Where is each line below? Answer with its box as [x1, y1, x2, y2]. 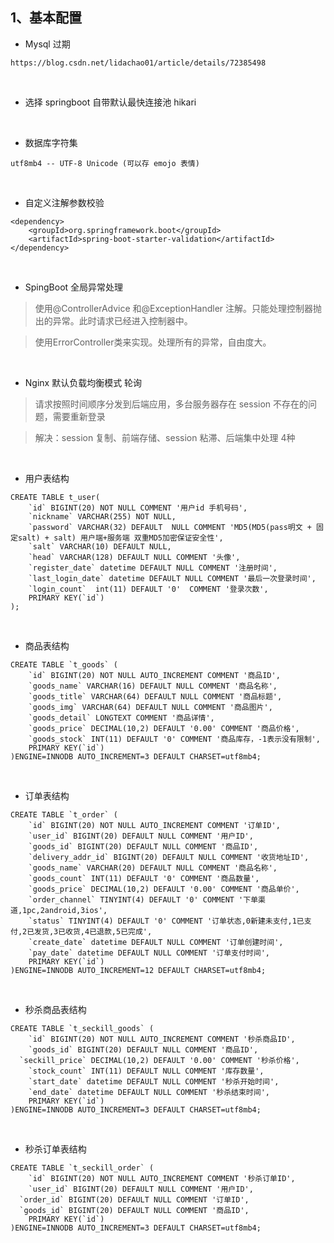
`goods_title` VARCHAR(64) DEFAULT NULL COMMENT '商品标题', [28, 691, 283, 702]
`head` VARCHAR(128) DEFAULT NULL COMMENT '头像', [28, 552, 241, 562]
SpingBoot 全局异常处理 [24, 281, 124, 293]
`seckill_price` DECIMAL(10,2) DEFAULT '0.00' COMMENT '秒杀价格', [19, 1055, 300, 1065]
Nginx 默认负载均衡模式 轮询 [24, 376, 143, 388]
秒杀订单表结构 [24, 1143, 87, 1155]
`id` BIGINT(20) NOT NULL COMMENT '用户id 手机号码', [28, 503, 248, 513]
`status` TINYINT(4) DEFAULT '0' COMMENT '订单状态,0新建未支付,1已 [28, 916, 305, 926]
